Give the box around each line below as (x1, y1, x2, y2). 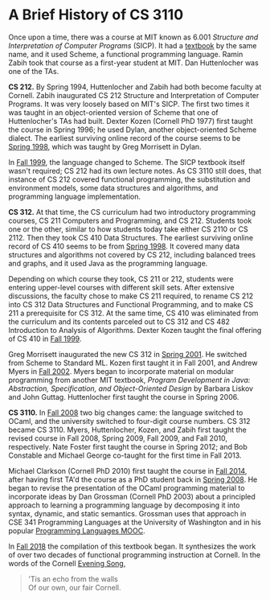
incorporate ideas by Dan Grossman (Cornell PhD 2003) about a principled (8, 491, 256, 501)
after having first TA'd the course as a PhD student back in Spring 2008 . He (8, 475, 258, 484)
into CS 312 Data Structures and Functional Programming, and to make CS (8, 299, 254, 309)
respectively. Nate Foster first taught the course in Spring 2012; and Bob (8, 442, 247, 451)
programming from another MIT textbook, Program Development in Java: (8, 375, 251, 384)
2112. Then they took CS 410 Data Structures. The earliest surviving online (8, 232, 254, 242)
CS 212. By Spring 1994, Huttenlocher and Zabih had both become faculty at (8, 82, 262, 92)
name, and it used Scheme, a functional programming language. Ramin (8, 49, 243, 59)
